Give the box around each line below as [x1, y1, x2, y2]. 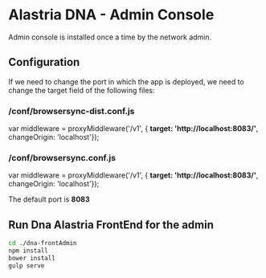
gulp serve [8, 261, 45, 270]
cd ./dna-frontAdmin [8, 239, 78, 247]
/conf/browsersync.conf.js [8, 152, 117, 163]
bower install [8, 254, 56, 262]
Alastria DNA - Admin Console [8, 6, 215, 24]
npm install [8, 247, 48, 255]
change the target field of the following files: [8, 85, 155, 95]
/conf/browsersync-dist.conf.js [8, 105, 135, 117]
